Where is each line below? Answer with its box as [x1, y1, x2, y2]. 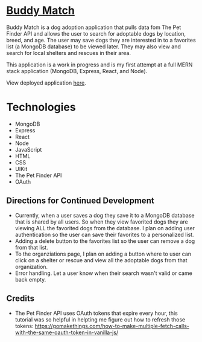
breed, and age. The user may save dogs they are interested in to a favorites [6, 36, 196, 44]
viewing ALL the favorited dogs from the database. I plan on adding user [14, 224, 195, 231]
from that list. [14, 244, 48, 251]
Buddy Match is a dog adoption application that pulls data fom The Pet [6, 24, 181, 31]
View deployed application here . [6, 79, 86, 86]
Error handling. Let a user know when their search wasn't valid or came [14, 269, 193, 277]
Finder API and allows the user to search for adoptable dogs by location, [6, 30, 186, 37]
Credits [6, 294, 35, 304]
